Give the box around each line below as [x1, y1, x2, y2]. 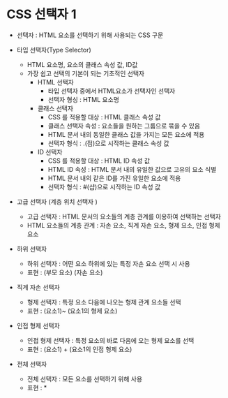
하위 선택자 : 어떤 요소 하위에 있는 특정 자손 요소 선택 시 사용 [26, 259, 190, 267]
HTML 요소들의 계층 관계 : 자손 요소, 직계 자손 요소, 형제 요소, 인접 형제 [26, 221, 220, 229]
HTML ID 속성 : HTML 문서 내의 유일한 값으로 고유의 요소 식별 [47, 165, 217, 173]
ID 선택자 [37, 147, 63, 156]
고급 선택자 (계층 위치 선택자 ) [16, 197, 98, 206]
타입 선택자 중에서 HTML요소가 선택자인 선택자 [47, 87, 176, 95]
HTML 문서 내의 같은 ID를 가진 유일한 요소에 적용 [47, 174, 181, 182]
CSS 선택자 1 [6, 6, 77, 22]
